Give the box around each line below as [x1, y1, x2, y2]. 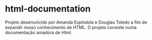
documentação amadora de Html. [5, 29, 72, 35]
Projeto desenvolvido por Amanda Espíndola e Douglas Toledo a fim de [5, 19, 147, 25]
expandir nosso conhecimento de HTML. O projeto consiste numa [5, 24, 137, 30]
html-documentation [5, 3, 91, 14]
